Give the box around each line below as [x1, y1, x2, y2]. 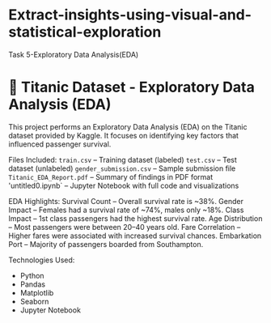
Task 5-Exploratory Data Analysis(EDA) [8, 49, 139, 59]
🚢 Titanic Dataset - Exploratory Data [8, 79, 255, 96]
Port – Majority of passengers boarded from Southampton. [8, 239, 204, 249]
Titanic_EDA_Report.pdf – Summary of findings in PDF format [8, 172, 214, 181]
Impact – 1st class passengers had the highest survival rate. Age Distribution [8, 213, 263, 223]
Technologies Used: [8, 255, 75, 265]
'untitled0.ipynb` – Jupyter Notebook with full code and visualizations [8, 181, 239, 190]
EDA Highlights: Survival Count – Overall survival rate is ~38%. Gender [8, 196, 244, 206]
